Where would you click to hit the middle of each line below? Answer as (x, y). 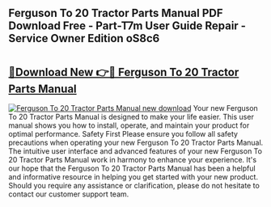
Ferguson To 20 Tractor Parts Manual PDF (116, 13)
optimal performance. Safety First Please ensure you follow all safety (123, 134)
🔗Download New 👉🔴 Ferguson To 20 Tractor (124, 72)
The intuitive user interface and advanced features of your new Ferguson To (135, 151)
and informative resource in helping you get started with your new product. (133, 177)
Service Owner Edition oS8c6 (84, 38)
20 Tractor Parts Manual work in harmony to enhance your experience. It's (133, 160)
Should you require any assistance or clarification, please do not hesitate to (134, 186)
